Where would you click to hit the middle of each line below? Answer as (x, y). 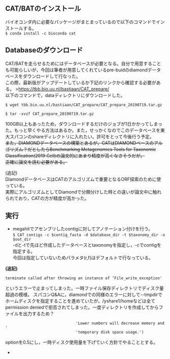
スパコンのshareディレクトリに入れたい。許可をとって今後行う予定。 (82, 136)
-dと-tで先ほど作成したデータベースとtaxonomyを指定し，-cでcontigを (87, 245)
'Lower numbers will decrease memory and (120, 323)
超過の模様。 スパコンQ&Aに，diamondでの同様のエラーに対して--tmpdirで (84, 295)
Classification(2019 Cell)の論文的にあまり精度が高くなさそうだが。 (75, 156)
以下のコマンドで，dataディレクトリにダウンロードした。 (65, 95)
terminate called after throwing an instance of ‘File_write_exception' (84, 278)
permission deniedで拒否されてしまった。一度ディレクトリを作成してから (82, 307)
